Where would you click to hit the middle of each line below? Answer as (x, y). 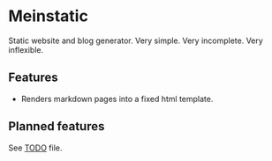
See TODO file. (35, 148)
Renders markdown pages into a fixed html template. (117, 99)
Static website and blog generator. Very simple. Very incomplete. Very (136, 40)
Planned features (57, 126)
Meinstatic (49, 16)
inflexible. (26, 49)
